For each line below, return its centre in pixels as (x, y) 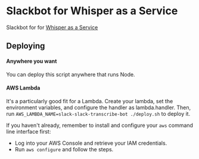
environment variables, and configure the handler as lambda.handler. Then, (99, 107)
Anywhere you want (32, 61)
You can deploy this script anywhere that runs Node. (71, 74)
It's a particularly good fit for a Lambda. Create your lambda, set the (90, 101)
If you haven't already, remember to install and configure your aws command (100, 125)
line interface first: (29, 131)
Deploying (26, 46)
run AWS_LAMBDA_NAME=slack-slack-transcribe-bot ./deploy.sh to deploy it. (98, 113)
